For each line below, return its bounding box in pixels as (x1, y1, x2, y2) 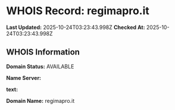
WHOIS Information (6, 47, 80, 57)
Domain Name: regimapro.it (6, 97, 75, 104)
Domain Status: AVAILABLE (6, 63, 74, 70)
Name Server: (6, 74, 42, 81)
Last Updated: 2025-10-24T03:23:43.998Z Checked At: (6, 24, 145, 31)
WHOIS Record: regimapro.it (6, 4, 150, 18)
